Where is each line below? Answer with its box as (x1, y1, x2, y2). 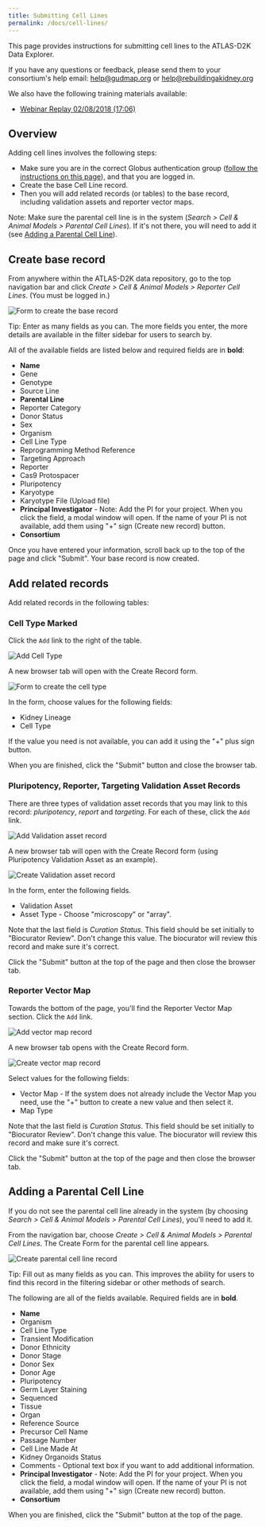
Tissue (19, 1401, 42, 1411)
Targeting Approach (19, 454, 86, 464)
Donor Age (19, 1367, 56, 1377)
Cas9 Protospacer (19, 471, 79, 480)
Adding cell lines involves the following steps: (8, 148, 157, 157)
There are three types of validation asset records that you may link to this (8, 798, 248, 808)
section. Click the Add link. (8, 1012, 93, 1021)
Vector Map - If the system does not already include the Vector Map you (19, 1089, 256, 1098)
